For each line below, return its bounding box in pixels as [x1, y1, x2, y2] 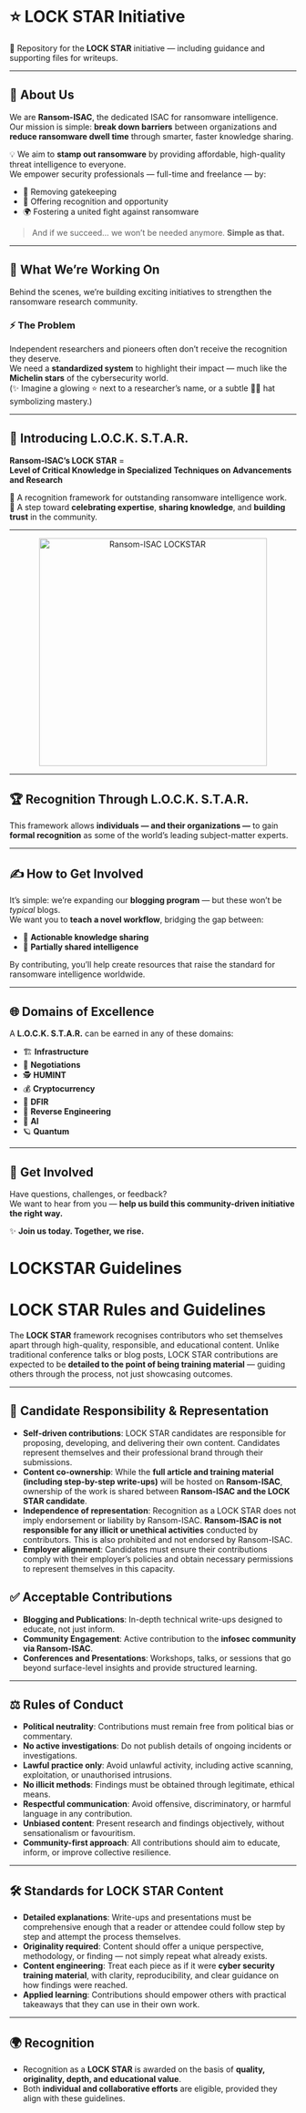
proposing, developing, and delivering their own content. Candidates [22, 1437, 280, 1448]
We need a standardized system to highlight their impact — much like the [9, 363, 288, 374]
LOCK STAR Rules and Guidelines [9, 1299, 267, 1320]
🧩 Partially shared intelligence [22, 941, 139, 952]
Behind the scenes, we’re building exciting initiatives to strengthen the [9, 286, 272, 297]
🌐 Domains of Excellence [9, 1003, 155, 1020]
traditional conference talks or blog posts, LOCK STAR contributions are [9, 1349, 279, 1360]
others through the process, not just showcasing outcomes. [9, 1369, 233, 1380]
